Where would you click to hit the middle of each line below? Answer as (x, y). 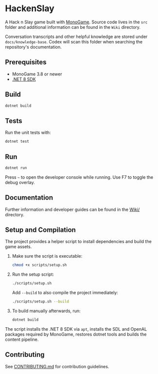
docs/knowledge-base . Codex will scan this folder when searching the (74, 41)
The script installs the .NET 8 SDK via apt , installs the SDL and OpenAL (76, 329)
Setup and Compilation (41, 230)
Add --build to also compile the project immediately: (65, 293)
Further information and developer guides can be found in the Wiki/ (72, 209)
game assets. (18, 247)
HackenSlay (30, 9)
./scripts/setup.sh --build (40, 302)
